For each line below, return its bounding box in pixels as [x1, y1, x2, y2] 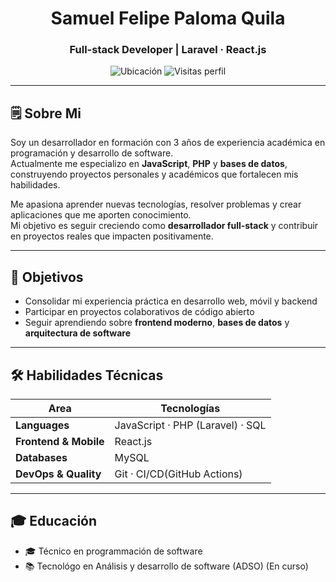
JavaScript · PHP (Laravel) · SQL [114, 418, 267, 432]
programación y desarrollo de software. [10, 147, 174, 159]
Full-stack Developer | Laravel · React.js [69, 43, 267, 57]
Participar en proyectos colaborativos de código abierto [24, 306, 255, 318]
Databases [15, 450, 68, 464]
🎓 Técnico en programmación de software [24, 545, 203, 557]
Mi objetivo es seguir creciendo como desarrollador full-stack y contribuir [10, 220, 319, 232]
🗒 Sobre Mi [10, 105, 82, 122]
